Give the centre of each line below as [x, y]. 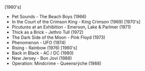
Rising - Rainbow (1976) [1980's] [45, 48]
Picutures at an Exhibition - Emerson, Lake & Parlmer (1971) [71, 27]
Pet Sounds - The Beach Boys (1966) [49, 16]
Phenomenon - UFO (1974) [39, 43]
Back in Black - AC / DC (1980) [43, 53]
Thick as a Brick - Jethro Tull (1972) [48, 32]
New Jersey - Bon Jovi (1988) [42, 58]
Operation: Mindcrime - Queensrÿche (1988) [56, 63]
